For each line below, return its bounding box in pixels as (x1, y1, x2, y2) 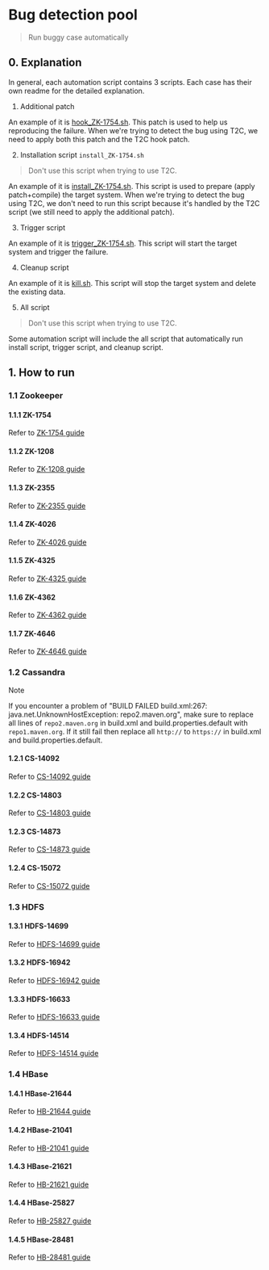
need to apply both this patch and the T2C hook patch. (8, 134, 191, 144)
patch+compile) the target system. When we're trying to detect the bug (8, 190, 245, 200)
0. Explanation (8, 56, 82, 69)
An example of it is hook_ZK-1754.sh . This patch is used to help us (8, 117, 228, 127)
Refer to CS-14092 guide (8, 772, 91, 781)
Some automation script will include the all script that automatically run (8, 334, 243, 343)
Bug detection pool (8, 6, 139, 24)
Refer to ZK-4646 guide (8, 646, 87, 656)
